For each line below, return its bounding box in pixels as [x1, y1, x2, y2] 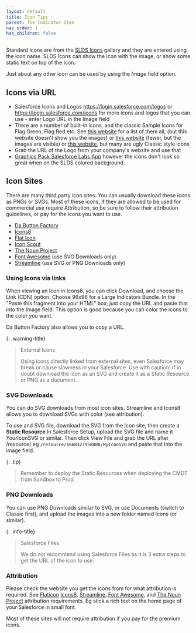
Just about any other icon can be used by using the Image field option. [6, 70, 177, 78]
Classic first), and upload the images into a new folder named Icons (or [6, 510, 177, 517]
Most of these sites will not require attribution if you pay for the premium [6, 615, 181, 622]
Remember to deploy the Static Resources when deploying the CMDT [20, 470, 188, 477]
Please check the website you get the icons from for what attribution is [6, 585, 177, 592]
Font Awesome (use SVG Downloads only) [14, 253, 117, 260]
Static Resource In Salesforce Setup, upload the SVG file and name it [6, 428, 173, 435]
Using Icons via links [6, 274, 66, 282]
